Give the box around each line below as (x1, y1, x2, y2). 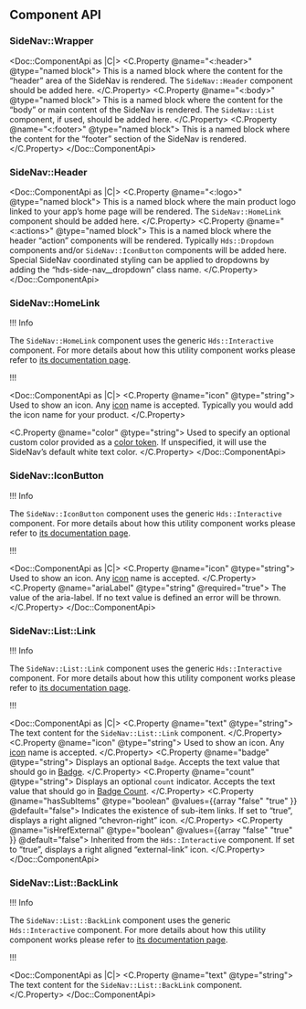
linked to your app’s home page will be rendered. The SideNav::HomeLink (9, 206, 281, 217)
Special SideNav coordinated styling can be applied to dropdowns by (9, 254, 269, 265)
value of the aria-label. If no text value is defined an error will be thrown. (9, 591, 281, 602)
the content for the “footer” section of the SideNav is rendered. (9, 133, 247, 144)
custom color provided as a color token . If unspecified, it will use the (9, 437, 267, 448)
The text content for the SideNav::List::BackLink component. (9, 980, 243, 991)
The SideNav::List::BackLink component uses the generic (9, 915, 231, 926)
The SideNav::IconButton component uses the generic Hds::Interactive (9, 507, 282, 519)
